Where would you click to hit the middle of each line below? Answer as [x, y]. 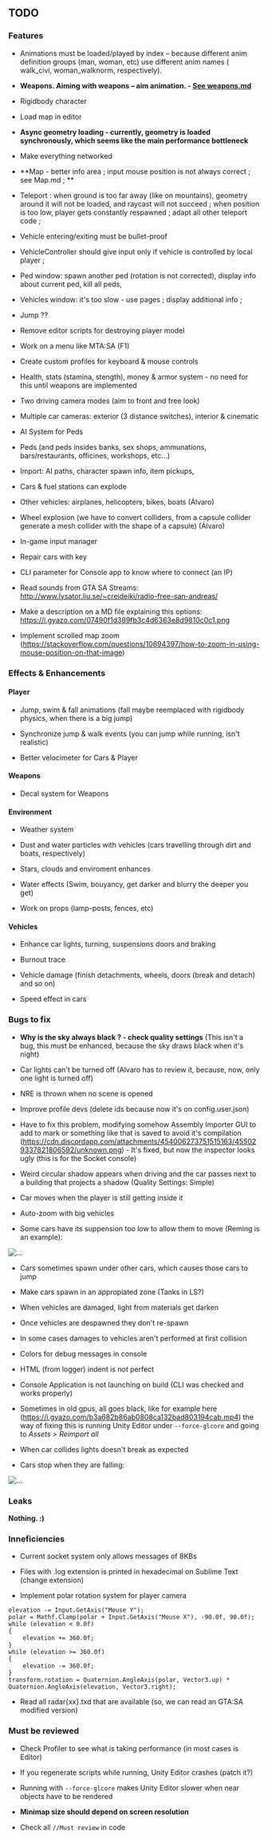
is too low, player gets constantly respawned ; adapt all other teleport [133, 212]
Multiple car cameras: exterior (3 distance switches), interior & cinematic [139, 416]
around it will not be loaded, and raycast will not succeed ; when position [140, 203]
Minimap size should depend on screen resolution [104, 1811]
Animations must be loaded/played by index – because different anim [133, 53]
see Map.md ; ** [47, 179]
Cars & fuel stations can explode [73, 486]
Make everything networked [66, 156]
